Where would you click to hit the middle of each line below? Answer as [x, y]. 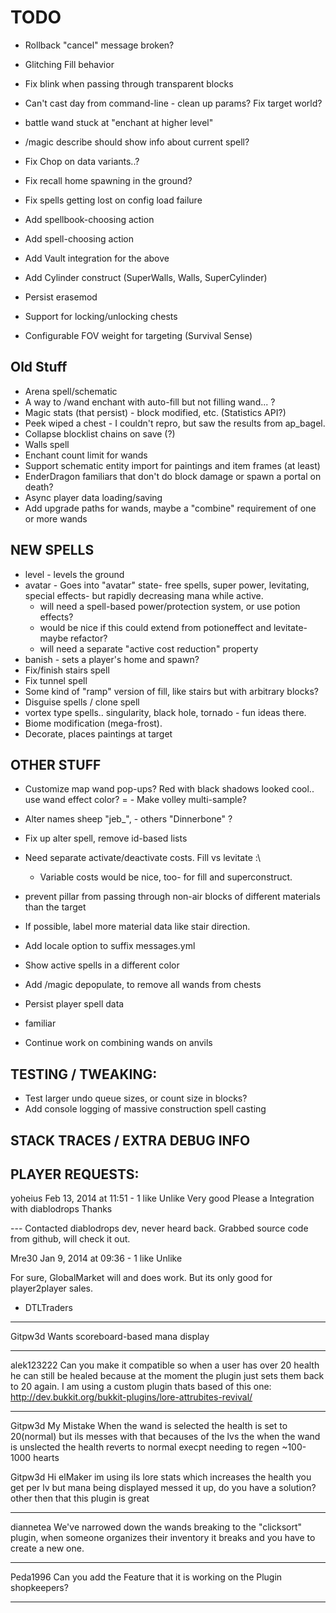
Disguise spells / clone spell [82, 702]
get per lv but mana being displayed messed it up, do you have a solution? [163, 1488]
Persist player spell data [74, 1004]
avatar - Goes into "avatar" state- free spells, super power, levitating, [167, 585]
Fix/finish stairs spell [67, 670]
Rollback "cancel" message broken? [99, 45]
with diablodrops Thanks [61, 1209]
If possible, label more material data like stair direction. [137, 927]
